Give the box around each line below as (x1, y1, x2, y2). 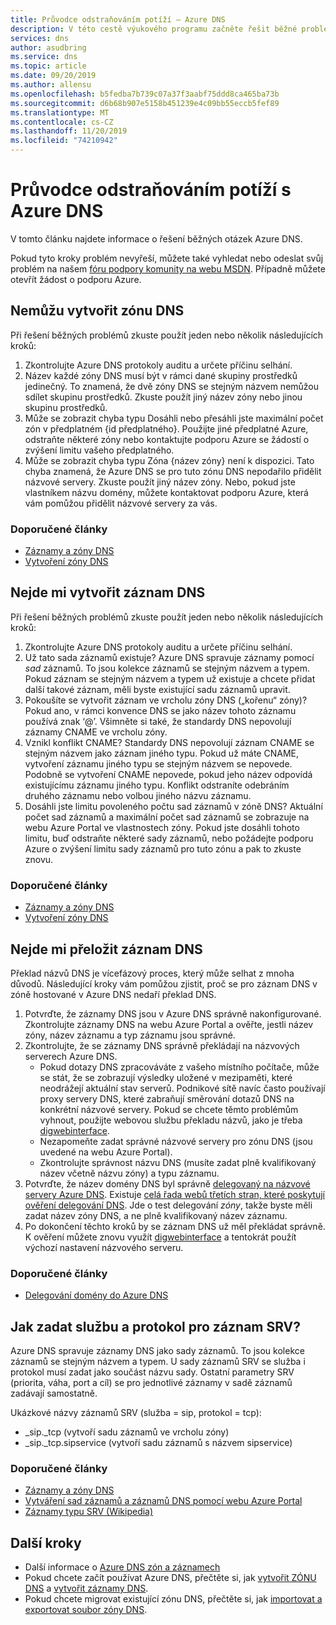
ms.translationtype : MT (10, 107, 110, 118)
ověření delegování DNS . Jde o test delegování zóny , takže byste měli (24, 1199, 313, 1211)
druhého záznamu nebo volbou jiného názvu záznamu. (24, 789, 252, 801)
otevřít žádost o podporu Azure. (10, 273, 142, 285)
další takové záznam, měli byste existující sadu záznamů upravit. (24, 683, 291, 695)
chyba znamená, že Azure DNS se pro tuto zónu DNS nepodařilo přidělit (24, 465, 322, 477)
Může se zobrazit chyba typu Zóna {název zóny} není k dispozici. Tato (24, 454, 315, 466)
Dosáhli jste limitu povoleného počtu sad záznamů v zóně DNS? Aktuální (24, 800, 323, 812)
